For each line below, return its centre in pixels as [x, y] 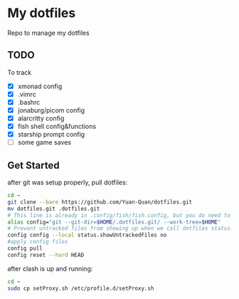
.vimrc [27, 94]
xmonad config [40, 86]
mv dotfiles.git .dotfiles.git [54, 209]
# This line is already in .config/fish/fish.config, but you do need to [119, 215]
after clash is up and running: [50, 268]
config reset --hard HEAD [46, 255]
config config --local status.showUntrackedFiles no [87, 235]
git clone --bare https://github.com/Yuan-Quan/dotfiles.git [100, 202]
